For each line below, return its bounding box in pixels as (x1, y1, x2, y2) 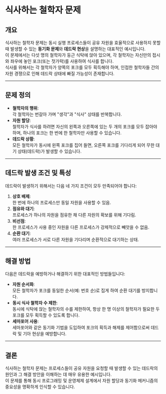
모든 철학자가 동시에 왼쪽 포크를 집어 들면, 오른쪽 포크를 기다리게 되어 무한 (12, 142, 155, 148)
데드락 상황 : (12, 136, 35, 142)
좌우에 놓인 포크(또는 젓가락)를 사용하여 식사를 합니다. (10, 58, 114, 64)
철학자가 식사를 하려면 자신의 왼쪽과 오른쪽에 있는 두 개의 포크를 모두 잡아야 (12, 123, 158, 129)
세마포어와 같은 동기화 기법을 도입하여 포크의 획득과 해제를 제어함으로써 (12, 324, 150, 331)
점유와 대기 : (12, 205, 35, 211)
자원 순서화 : (12, 281, 35, 287)
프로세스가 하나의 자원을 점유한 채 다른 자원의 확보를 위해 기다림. (12, 212, 136, 218)
